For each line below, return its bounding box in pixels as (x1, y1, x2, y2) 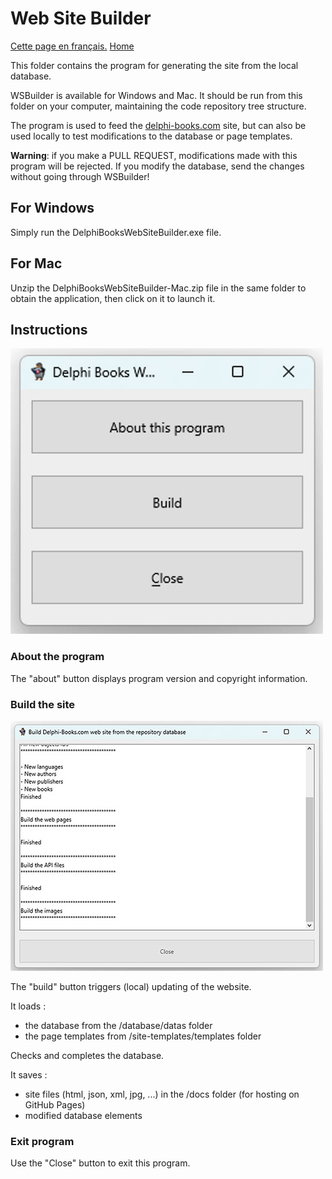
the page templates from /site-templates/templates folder (24, 1030, 262, 1042)
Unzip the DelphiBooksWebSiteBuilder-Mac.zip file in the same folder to (10, 282, 307, 294)
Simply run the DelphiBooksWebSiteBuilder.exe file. (10, 226, 222, 238)
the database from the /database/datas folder (24, 1019, 213, 1031)
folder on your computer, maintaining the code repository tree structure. (10, 100, 307, 112)
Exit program (10, 1134, 75, 1148)
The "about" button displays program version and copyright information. (10, 672, 308, 684)
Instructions (10, 321, 88, 338)
